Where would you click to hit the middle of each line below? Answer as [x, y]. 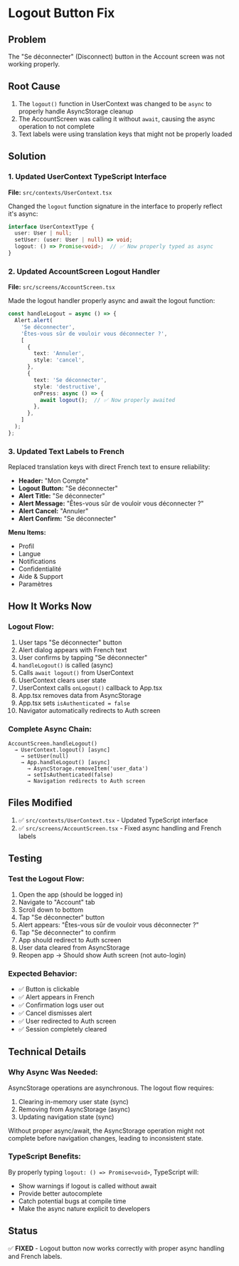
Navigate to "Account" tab [57, 902]
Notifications [37, 562]
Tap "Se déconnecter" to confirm [67, 932]
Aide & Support [41, 577]
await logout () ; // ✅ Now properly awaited [107, 400]
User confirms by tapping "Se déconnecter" [83, 657]
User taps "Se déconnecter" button [70, 642]
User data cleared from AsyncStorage [74, 947]
